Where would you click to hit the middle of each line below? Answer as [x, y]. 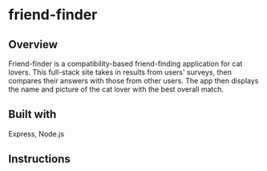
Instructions [39, 159]
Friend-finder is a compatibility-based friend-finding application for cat [125, 63]
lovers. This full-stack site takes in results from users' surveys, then [120, 72]
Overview [33, 45]
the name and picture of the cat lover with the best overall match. [116, 89]
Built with [32, 114]
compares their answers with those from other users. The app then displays [133, 81]
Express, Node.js [36, 133]
